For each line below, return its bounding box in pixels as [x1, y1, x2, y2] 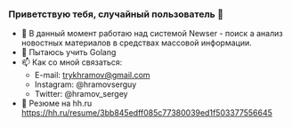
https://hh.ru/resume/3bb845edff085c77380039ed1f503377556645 [20, 107, 273, 118]
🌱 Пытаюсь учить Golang [20, 47, 117, 58]
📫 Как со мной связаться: [20, 57, 123, 67]
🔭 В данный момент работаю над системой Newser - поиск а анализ [20, 28, 283, 39]
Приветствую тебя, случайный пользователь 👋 [8, 8, 224, 20]
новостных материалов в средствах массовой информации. [20, 37, 252, 48]
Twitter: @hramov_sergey [34, 89, 128, 99]
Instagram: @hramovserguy [34, 79, 137, 90]
